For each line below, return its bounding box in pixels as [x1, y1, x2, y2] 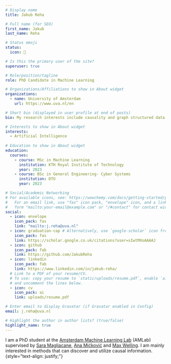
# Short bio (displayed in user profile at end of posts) [5, 110, 131, 115]
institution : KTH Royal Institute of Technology [18, 162, 124, 167]
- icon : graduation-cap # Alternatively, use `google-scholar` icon [10, 228, 158, 233]
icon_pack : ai [14, 290, 44, 295]
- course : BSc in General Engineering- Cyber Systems [14, 172, 131, 177]
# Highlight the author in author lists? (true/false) [5, 318, 124, 323]
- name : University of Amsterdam [10, 96, 81, 102]
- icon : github [10, 242, 42, 248]
